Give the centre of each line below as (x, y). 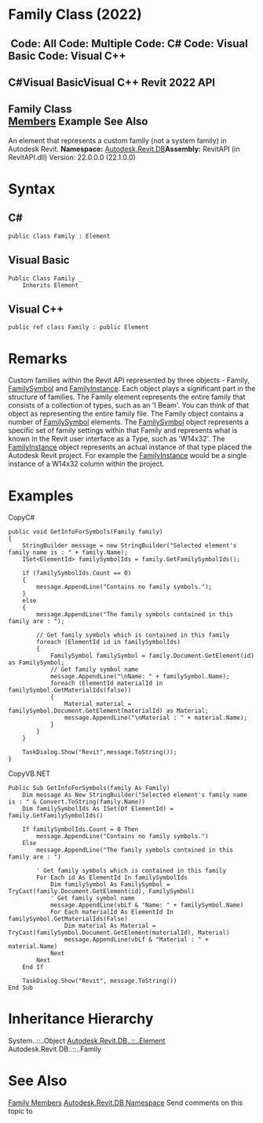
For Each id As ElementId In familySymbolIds (112, 878)
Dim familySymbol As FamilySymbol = (110, 885)
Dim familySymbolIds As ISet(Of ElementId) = (98, 809)
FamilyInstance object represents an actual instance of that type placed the (130, 447)
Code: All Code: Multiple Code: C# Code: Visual (130, 44)
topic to (20, 1111)
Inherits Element (51, 285)
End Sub (21, 988)
